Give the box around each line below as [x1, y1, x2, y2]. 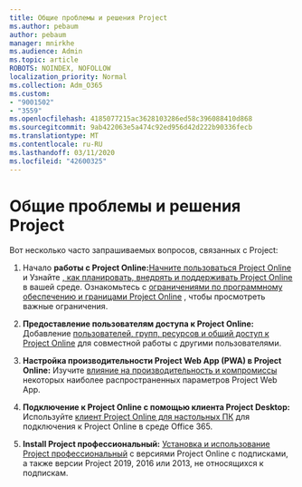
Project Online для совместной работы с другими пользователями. [22, 337, 282, 349]
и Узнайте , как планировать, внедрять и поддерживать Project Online [22, 272, 293, 283]
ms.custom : [9, 89, 51, 98]
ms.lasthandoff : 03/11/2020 [9, 148, 116, 157]
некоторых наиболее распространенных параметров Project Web [22, 375, 278, 385]
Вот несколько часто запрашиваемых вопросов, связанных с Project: [9, 245, 278, 256]
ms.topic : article [9, 55, 79, 64]
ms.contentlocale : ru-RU [9, 140, 103, 149]
